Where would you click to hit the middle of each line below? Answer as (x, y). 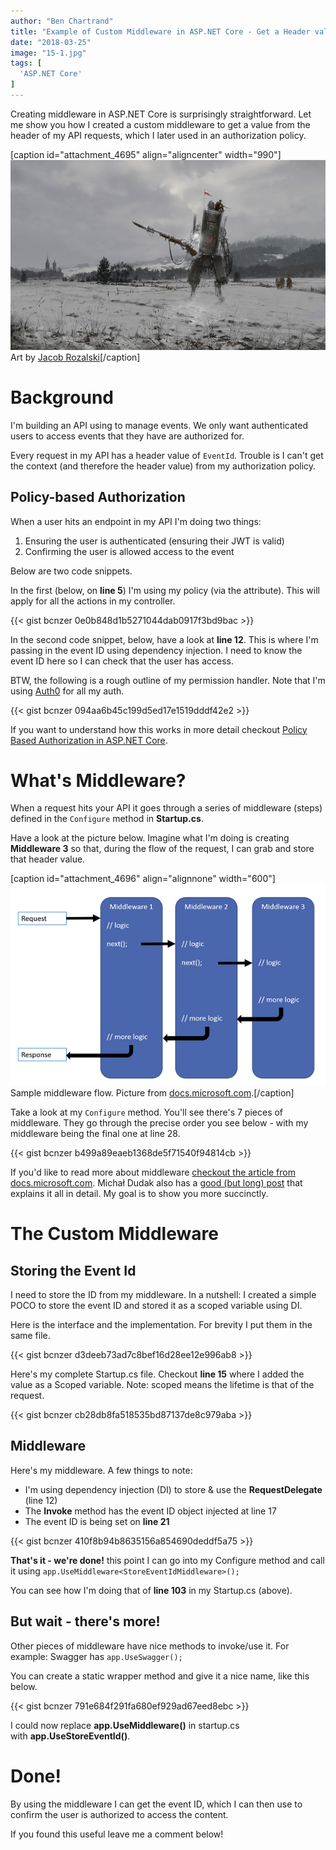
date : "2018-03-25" (51, 42)
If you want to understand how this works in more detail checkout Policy (159, 729)
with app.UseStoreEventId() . (70, 1736)
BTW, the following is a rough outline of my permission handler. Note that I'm (168, 680)
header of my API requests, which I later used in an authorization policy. (158, 135)
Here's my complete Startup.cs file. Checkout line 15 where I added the (157, 1374)
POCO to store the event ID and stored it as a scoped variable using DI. (156, 1306)
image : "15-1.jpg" (48, 53)
